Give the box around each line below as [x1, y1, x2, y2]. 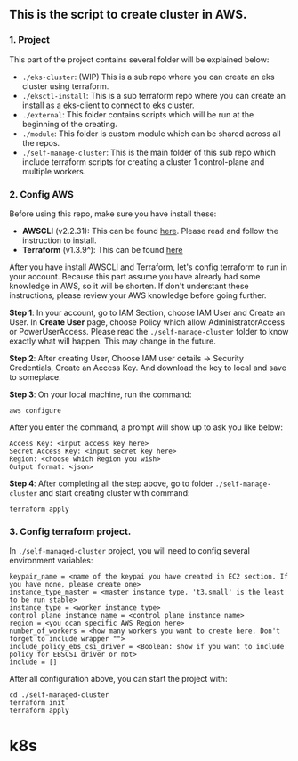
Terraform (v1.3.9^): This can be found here [21, 244, 183, 255]
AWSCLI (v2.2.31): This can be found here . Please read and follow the [21, 225, 278, 236]
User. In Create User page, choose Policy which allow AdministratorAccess [9, 316, 286, 328]
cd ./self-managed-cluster [9, 691, 109, 700]
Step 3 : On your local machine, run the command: [9, 389, 192, 400]
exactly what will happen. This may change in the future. [9, 336, 216, 346]
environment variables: [9, 555, 93, 566]
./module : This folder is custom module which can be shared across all [21, 128, 282, 139]
